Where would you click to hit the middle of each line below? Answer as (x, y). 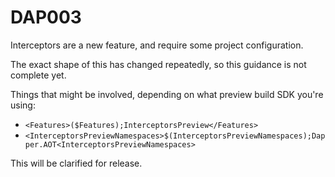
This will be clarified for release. (76, 163)
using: (23, 105)
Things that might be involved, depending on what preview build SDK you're (167, 94)
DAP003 (46, 17)
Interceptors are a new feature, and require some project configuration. (157, 45)
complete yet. (38, 75)
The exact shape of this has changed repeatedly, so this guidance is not (158, 64)
